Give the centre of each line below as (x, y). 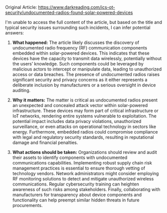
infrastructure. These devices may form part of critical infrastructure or (85, 110)
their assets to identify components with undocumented (70, 157)
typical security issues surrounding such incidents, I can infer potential (78, 27)
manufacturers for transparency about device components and (77, 195)
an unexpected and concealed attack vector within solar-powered (80, 105)
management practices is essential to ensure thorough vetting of (79, 168)
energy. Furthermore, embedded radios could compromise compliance (85, 132)
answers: (14, 33)
